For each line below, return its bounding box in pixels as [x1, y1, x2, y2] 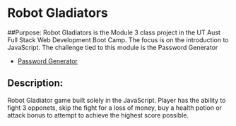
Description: [7, 77, 64, 89]
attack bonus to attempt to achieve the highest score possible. [7, 111, 189, 119]
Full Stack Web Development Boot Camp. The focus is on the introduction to [7, 35, 229, 44]
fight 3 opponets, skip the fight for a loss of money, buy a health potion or [7, 103, 223, 112]
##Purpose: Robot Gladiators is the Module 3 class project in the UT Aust [7, 28, 221, 37]
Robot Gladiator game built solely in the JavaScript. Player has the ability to [7, 96, 226, 104]
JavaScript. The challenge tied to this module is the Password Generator [7, 43, 218, 51]
